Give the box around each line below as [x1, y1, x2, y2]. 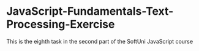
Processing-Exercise [6, 17, 115, 31]
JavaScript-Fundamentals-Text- [6, 4, 174, 18]
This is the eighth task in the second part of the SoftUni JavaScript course [6, 37, 193, 45]
